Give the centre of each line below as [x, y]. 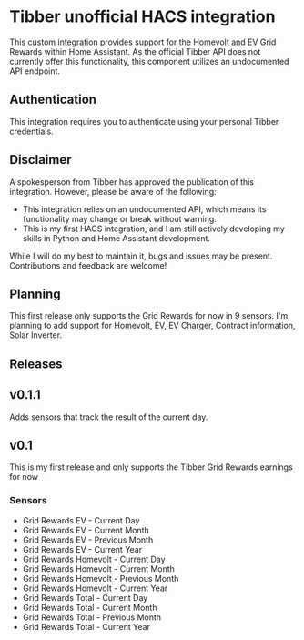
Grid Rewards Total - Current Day [85, 597]
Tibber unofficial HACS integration [142, 17]
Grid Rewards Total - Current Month [90, 607]
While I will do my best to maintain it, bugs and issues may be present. [141, 256]
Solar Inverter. [35, 335]
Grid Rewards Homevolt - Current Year [95, 588]
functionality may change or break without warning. [119, 218]
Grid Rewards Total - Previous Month [92, 617]
